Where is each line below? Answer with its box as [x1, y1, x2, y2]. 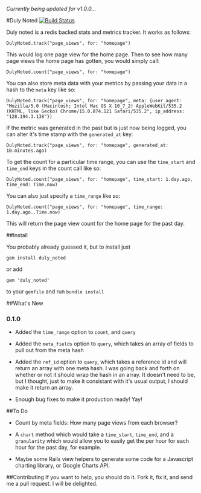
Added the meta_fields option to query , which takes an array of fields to [14, 340, 194, 347]
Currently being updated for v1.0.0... [6, 5, 97, 12]
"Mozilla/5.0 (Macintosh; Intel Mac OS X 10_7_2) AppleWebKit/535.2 [6, 103, 182, 109]
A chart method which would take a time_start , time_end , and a [14, 431, 174, 438]
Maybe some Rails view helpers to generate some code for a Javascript [14, 455, 194, 463]
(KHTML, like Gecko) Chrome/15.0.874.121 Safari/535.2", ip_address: [6, 108, 185, 114]
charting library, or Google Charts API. [14, 462, 110, 469]
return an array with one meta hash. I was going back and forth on [14, 365, 180, 372]
